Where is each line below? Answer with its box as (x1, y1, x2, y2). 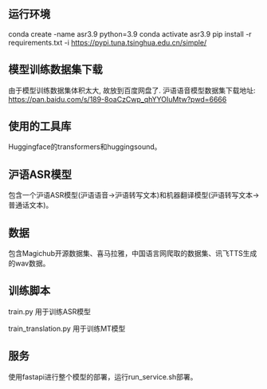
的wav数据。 (8, 258, 50, 269)
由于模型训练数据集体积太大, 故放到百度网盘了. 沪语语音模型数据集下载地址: (8, 85, 256, 95)
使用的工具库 (8, 120, 72, 133)
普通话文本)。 (8, 200, 53, 210)
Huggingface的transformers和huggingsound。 (8, 142, 162, 151)
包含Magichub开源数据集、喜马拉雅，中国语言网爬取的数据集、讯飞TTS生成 (8, 249, 257, 258)
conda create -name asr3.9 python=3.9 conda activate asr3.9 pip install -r (8, 29, 253, 38)
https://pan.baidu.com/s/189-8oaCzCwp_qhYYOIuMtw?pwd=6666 (8, 94, 227, 104)
